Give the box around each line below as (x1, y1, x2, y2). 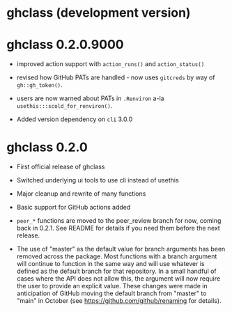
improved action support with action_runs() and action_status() (16, 60, 205, 68)
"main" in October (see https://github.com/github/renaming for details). (16, 297, 222, 305)
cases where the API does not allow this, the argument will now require (16, 274, 221, 283)
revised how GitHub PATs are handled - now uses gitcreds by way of (16, 73, 215, 81)
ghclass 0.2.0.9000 (6, 37, 124, 53)
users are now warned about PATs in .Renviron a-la (16, 94, 164, 102)
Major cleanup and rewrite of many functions (16, 189, 146, 198)
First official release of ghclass (16, 162, 105, 171)
